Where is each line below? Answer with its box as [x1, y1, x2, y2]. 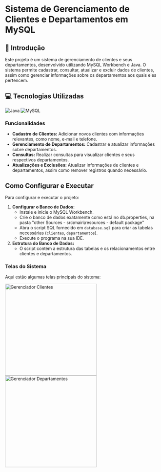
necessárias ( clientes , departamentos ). [19, 230, 98, 236]
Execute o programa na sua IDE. [19, 235, 84, 241]
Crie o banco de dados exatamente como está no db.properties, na [19, 214, 155, 220]
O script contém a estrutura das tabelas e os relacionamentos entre [19, 246, 155, 251]
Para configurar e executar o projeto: [5, 194, 80, 200]
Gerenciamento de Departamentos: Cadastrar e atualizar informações [12, 141, 155, 147]
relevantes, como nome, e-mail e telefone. [12, 136, 98, 142]
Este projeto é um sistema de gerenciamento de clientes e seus [5, 57, 133, 62]
